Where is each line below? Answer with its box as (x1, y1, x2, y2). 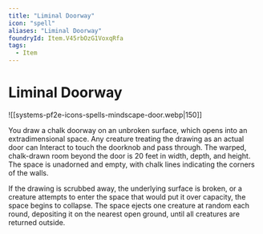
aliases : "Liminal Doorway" (8, 26, 103, 34)
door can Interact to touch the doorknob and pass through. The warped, (8, 142, 247, 152)
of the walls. (8, 167, 49, 177)
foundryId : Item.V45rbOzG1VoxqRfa (8, 34, 124, 42)
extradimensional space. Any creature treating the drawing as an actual (8, 134, 245, 143)
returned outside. (8, 217, 66, 227)
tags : (8, 42, 26, 50)
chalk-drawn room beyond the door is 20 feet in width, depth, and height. (8, 151, 251, 160)
